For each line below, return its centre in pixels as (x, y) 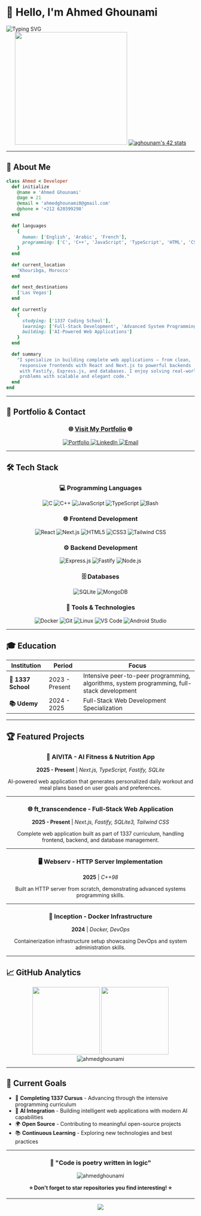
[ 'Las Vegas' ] (34, 293)
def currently (29, 309)
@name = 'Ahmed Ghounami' (49, 192)
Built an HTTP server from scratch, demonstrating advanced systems (100, 889)
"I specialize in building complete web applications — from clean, (104, 360)
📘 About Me (28, 167)
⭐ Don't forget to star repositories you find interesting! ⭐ (100, 1187)
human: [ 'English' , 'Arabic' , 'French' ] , (74, 237)
